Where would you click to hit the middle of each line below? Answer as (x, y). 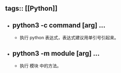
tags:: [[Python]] (31, 9)
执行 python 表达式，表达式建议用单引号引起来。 (69, 38)
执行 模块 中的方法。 (40, 66)
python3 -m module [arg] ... (56, 53)
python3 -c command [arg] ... (59, 25)
